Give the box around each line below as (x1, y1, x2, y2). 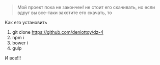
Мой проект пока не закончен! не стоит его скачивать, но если (17, 5, 155, 10)
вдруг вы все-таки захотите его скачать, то (17, 10, 113, 16)
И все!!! (5, 55, 21, 61)
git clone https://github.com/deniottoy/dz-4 (12, 29, 104, 35)
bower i (12, 40, 29, 46)
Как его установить (5, 20, 47, 25)
